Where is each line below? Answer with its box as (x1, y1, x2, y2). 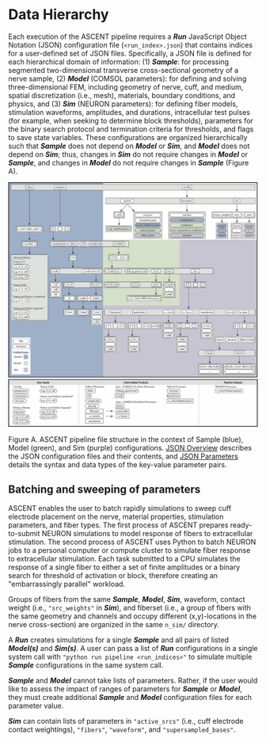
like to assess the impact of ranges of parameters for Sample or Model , (8, 684, 243, 694)
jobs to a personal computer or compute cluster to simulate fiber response (8, 546, 251, 555)
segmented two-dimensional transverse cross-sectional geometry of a (8, 65, 239, 74)
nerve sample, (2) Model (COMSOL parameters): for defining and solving (8, 74, 247, 83)
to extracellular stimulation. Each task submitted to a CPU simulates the (8, 554, 241, 564)
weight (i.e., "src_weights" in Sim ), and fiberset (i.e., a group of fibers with (8, 603, 252, 613)
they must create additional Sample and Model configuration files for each (8, 693, 252, 702)
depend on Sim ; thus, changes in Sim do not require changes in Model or (8, 149, 248, 159)
